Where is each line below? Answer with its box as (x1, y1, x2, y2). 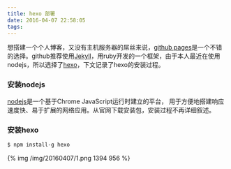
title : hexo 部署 (7, 10, 56, 17)
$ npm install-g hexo (7, 141, 70, 148)
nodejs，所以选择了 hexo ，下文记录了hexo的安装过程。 (7, 61, 165, 69)
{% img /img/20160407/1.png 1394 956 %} (7, 154, 131, 162)
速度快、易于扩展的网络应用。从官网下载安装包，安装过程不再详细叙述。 (7, 105, 215, 114)
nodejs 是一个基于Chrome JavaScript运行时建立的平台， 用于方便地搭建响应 (7, 97, 225, 105)
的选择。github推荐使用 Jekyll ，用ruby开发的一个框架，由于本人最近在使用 (7, 52, 221, 60)
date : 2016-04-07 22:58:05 (7, 17, 86, 24)
